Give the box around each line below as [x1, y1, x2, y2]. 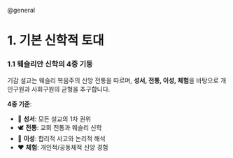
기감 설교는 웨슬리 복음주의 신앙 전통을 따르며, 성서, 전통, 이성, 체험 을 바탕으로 [7, 76, 219, 85]
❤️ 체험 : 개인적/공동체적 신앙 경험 [17, 143, 108, 152]
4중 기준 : [7, 100, 32, 108]
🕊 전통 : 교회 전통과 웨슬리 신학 [17, 124, 103, 132]
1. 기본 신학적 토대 [7, 33, 104, 48]
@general [7, 6, 36, 14]
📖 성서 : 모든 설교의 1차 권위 [17, 115, 92, 123]
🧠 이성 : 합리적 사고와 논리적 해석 [17, 134, 106, 143]
